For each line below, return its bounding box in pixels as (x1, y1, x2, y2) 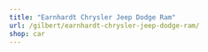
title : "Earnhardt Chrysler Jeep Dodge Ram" (9, 12, 176, 22)
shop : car (9, 29, 46, 38)
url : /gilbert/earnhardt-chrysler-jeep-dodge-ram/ (9, 21, 200, 30)
